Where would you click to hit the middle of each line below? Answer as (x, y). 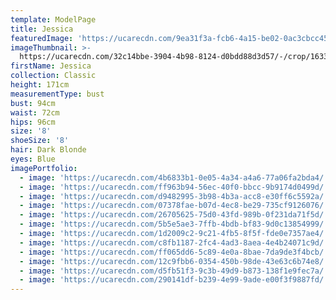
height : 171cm (40, 85)
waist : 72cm (35, 112)
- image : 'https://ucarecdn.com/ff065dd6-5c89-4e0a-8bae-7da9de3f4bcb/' (174, 252)
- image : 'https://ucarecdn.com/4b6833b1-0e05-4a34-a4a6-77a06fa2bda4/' (174, 177)
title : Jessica (42, 29)
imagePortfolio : (44, 168)
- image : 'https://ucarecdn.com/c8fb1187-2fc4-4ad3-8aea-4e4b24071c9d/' (174, 242)
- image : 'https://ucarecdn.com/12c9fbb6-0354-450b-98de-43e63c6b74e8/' (174, 261)
